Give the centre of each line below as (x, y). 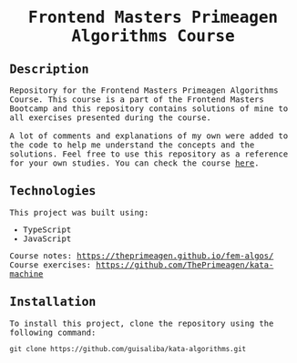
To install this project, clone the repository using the (142, 323)
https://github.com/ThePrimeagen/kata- (184, 265)
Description (49, 69)
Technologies (53, 191)
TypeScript (47, 229)
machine (26, 274)
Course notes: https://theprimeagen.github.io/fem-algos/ (142, 256)
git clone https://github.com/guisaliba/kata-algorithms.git (128, 348)
